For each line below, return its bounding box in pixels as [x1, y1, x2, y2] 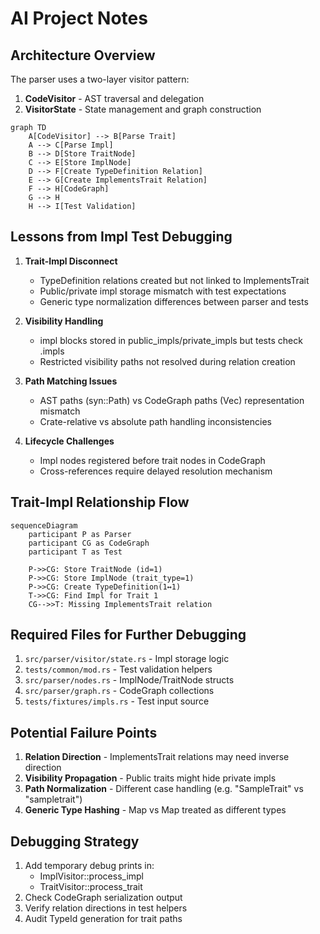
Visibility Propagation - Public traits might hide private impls [24, 772, 277, 784]
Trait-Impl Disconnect [24, 255, 118, 267]
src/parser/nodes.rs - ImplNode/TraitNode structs [24, 674, 235, 686]
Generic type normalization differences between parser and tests [39, 295, 309, 307]
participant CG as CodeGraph [28, 538, 150, 548]
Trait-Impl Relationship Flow [10, 494, 190, 511]
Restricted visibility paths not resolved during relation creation [39, 355, 296, 367]
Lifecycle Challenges [24, 435, 115, 447]
